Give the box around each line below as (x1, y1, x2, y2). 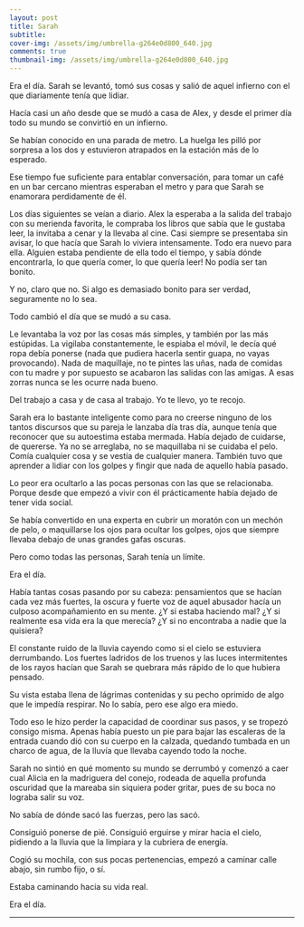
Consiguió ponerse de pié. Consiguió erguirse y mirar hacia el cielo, (9, 827, 262, 837)
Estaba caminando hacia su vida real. (9, 882, 148, 892)
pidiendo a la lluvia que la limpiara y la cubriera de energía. (9, 836, 229, 847)
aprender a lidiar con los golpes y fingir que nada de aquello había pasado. (9, 460, 289, 471)
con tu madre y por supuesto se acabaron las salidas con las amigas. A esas (9, 367, 294, 377)
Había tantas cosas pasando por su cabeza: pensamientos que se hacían (9, 587, 282, 597)
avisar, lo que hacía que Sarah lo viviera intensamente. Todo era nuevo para (9, 238, 292, 248)
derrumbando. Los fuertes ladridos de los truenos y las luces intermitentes (9, 652, 288, 663)
